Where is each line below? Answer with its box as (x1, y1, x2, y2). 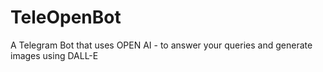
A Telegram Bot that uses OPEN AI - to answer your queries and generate (10, 39, 313, 51)
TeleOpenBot (10, 6, 122, 29)
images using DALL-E (10, 49, 99, 61)
